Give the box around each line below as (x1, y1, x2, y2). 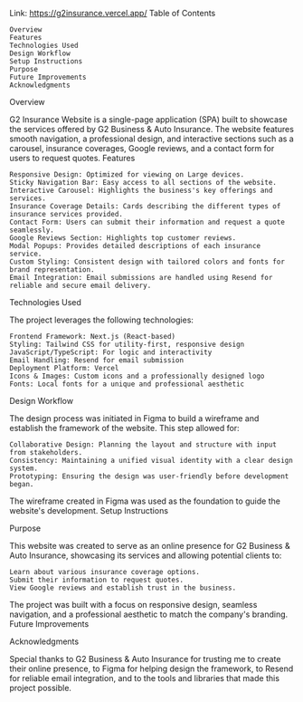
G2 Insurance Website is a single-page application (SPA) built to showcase (9, 114, 288, 125)
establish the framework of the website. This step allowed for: (9, 423, 240, 433)
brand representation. (9, 265, 95, 274)
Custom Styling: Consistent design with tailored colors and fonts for (9, 257, 285, 266)
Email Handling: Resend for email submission (9, 356, 184, 365)
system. (9, 464, 39, 473)
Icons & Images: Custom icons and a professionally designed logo (9, 371, 265, 380)
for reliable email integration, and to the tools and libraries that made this (9, 673, 280, 683)
